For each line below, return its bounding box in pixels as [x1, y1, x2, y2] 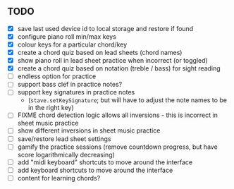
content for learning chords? [17, 173, 101, 182]
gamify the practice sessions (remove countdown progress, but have [17, 142, 218, 151]
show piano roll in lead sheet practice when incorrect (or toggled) [17, 56, 208, 65]
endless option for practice [17, 72, 97, 80]
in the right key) [27, 104, 74, 112]
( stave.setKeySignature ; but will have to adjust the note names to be [27, 96, 228, 104]
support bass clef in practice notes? [17, 80, 123, 89]
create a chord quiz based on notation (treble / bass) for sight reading [17, 64, 221, 73]
